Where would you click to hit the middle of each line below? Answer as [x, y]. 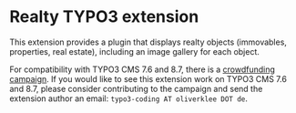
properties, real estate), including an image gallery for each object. [134, 51]
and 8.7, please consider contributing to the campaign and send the [136, 88]
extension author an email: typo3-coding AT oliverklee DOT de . [129, 98]
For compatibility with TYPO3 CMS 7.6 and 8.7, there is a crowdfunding [143, 69]
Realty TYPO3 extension [104, 17]
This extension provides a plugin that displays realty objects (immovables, [148, 42]
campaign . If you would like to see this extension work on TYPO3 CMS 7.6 [148, 78]
